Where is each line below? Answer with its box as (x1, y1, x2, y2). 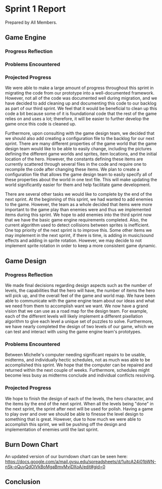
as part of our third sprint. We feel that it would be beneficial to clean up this (5, 106, 158, 111)
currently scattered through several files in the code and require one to (5, 161, 147, 167)
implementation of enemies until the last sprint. (5, 426, 99, 432)
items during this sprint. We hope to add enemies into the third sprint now (5, 212, 152, 218)
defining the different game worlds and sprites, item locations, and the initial (5, 151, 157, 157)
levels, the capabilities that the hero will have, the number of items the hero (5, 287, 155, 294)
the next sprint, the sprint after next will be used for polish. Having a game (5, 406, 153, 411)
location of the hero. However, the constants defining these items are (5, 156, 143, 162)
